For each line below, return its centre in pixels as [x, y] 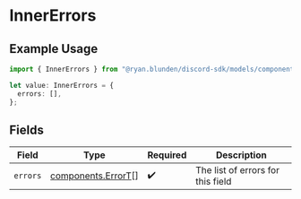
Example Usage [54, 49]
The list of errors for [238, 170]
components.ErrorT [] [95, 176]
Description [241, 155]
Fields [27, 130]
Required [167, 155]
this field [214, 182]
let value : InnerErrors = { [62, 85]
